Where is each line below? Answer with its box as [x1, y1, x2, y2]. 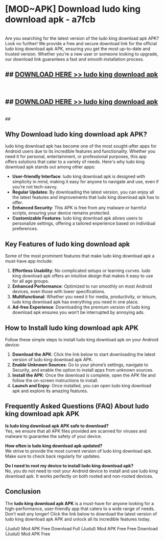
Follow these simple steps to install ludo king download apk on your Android [5, 337, 159, 342]
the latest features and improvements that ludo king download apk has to [12, 194, 160, 200]
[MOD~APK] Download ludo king [5, 3, 141, 15]
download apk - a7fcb [5, 14, 95, 25]
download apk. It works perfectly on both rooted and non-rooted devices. [5, 473, 153, 479]
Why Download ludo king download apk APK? [5, 130, 147, 138]
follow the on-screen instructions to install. [12, 378, 99, 383]
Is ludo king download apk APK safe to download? [5, 423, 109, 429]
